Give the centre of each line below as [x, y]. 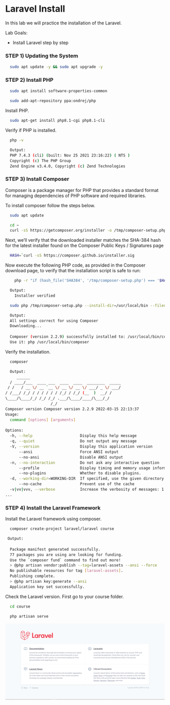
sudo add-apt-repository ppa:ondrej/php [53, 101]
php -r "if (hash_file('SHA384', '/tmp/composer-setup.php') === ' [87, 281]
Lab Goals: [16, 33]
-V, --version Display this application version [81, 447]
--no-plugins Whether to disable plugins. [80, 473]
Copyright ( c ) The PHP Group [40, 161]
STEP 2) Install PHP [29, 80]
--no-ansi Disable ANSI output [71, 457]
